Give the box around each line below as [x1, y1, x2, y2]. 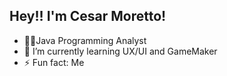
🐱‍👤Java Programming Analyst [23, 34, 147, 46]
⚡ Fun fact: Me [23, 56, 85, 68]
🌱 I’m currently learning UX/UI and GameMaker [23, 45, 218, 57]
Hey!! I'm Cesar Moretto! [9, 8, 167, 25]
